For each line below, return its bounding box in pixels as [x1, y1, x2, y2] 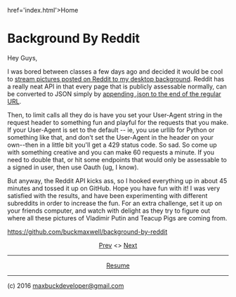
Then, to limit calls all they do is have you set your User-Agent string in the [7, 110, 223, 119]
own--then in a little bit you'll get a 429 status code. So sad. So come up [7, 140, 217, 149]
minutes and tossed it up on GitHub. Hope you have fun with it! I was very [7, 184, 221, 192]
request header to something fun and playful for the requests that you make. [7, 118, 229, 126]
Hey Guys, [7, 53, 38, 62]
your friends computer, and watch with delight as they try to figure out [7, 206, 211, 215]
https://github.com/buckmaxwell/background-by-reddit [7, 227, 168, 236]
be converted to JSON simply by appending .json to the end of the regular [7, 89, 221, 98]
